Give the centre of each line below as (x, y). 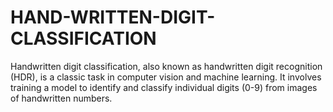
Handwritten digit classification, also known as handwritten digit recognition (166, 66)
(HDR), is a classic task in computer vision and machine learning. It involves (166, 77)
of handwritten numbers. (61, 98)
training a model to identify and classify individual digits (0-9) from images (164, 87)
